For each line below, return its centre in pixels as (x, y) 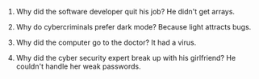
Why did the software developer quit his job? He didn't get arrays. (125, 12)
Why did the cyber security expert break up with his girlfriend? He (126, 58)
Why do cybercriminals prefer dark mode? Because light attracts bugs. (134, 27)
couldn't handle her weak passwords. (78, 66)
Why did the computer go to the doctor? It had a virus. (106, 42)
